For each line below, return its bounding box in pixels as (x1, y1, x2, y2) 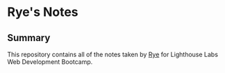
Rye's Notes (7, 4, 78, 20)
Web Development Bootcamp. (7, 58, 93, 66)
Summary (7, 32, 51, 44)
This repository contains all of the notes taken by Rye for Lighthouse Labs (7, 50, 219, 58)
